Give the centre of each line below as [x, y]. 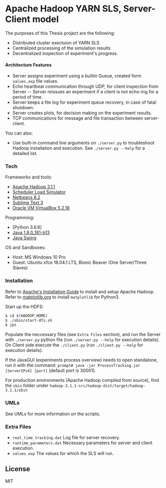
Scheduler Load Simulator [39, 192]
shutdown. [23, 108]
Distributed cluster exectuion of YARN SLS [56, 42]
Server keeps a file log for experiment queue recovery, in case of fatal [84, 102]
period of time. [28, 97]
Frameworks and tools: [29, 177]
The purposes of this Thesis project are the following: [60, 33]
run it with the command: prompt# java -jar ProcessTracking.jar [73, 365]
